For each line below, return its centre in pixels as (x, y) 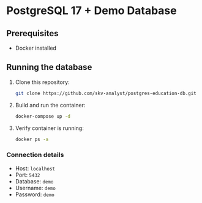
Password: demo (35, 194)
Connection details (35, 155)
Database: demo (34, 181)
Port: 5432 (28, 175)
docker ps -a (32, 139)
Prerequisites (32, 33)
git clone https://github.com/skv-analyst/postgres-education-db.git (106, 93)
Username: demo (36, 188)
